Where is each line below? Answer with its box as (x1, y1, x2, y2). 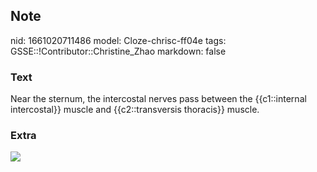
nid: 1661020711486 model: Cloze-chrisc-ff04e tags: (10, 34, 227, 46)
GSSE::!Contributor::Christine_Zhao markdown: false (10, 45, 227, 57)
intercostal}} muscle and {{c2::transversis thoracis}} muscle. (10, 104, 260, 116)
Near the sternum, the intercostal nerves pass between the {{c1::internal (10, 93, 307, 105)
